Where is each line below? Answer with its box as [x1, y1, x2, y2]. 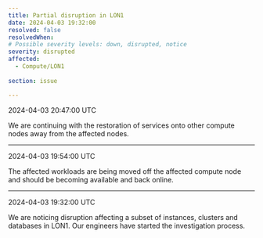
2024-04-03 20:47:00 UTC [8, 105, 96, 114]
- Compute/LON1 [15, 63, 65, 70]
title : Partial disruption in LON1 [8, 11, 124, 20]
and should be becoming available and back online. [8, 175, 174, 184]
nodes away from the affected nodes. [8, 128, 129, 138]
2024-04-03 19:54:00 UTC [8, 151, 95, 160]
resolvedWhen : [8, 33, 55, 41]
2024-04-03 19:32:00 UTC [8, 197, 95, 207]
